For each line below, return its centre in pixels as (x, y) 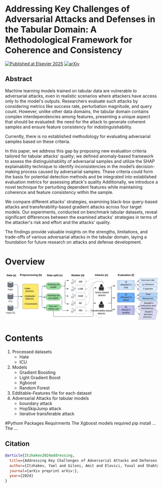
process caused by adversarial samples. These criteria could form (87, 172)
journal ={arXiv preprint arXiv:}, (44, 471)
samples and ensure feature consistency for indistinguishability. (69, 127)
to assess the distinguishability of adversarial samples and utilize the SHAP (80, 161)
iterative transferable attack (47, 414)
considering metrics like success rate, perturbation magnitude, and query (79, 106)
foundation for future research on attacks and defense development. (73, 242)
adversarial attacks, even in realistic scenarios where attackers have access (81, 96)
